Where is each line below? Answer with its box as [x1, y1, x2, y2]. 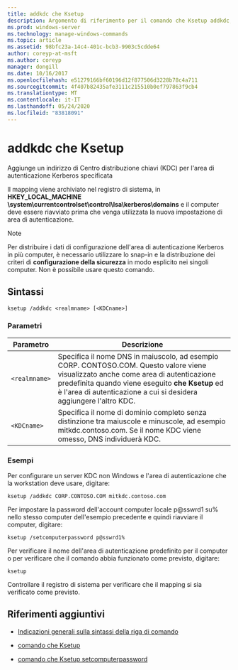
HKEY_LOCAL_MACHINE [7, 193, 82, 201]
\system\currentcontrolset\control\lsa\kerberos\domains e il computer [7, 200, 220, 208]
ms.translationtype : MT [7, 90, 78, 97]
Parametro [13, 339, 50, 349]
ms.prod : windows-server [7, 23, 81, 31]
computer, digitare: [7, 520, 63, 529]
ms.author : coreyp [7, 57, 62, 64]
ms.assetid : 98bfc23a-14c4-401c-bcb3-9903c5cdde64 [7, 43, 160, 50]
